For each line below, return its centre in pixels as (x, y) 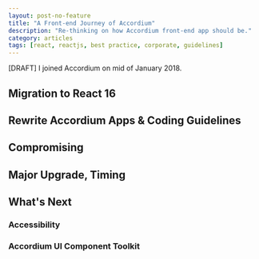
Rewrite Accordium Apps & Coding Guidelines (125, 120)
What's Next (40, 202)
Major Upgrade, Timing (67, 175)
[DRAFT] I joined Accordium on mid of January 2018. (95, 68)
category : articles (41, 38)
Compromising (46, 147)
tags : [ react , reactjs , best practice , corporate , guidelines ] (116, 46)
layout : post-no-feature (50, 16)
